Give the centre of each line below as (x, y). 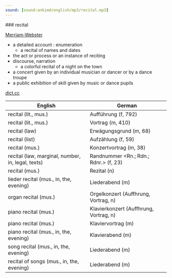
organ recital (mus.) (31, 197)
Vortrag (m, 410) (110, 122)
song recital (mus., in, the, (39, 246)
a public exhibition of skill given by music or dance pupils (73, 83)
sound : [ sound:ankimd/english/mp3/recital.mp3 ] (57, 10)
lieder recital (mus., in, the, (40, 179)
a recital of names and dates (50, 50)
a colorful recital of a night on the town (61, 66)
